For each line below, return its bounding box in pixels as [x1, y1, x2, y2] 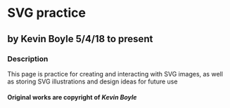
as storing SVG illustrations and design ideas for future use [7, 77, 178, 86]
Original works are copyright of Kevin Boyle [7, 93, 137, 102]
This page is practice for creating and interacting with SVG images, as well [7, 69, 224, 78]
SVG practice [7, 5, 87, 21]
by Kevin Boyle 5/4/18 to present [7, 33, 153, 45]
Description [7, 54, 49, 64]
